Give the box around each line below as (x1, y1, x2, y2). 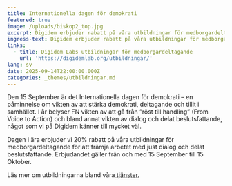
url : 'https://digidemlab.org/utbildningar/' (19, 55, 153, 62)
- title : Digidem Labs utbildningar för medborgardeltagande (13, 49, 193, 56)
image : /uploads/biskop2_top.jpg (7, 23, 104, 30)
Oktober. (7, 158, 32, 166)
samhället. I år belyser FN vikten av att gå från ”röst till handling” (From (7, 107, 209, 116)
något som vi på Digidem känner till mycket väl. (7, 122, 142, 131)
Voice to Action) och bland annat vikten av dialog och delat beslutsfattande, (7, 115, 222, 123)
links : (7, 42, 26, 49)
